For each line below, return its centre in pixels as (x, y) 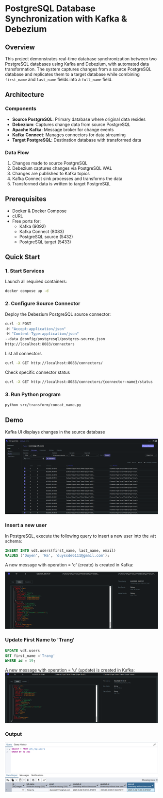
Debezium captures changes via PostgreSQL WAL (62, 168)
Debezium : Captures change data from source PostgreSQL (71, 124)
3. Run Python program (33, 394)
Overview (20, 47)
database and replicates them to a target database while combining (72, 74)
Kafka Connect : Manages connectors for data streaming (69, 135)
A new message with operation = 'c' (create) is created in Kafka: (69, 565)
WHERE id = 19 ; (20, 661)
